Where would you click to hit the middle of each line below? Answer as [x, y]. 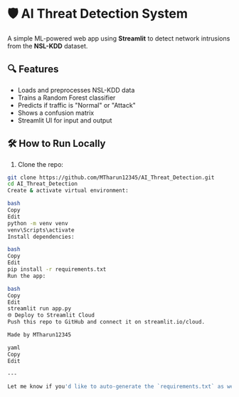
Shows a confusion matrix [56, 113]
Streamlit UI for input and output [65, 120]
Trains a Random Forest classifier [67, 98]
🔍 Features [33, 69]
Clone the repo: [41, 164]
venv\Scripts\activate [41, 230]
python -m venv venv [38, 223]
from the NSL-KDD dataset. [48, 46]
